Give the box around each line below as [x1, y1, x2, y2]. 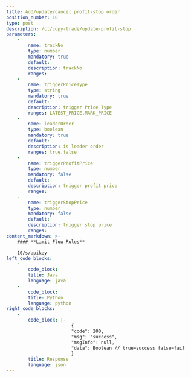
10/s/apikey [17, 250, 47, 256]
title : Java [28, 272, 59, 278]
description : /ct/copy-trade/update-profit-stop [6, 25, 131, 32]
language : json [28, 362, 66, 368]
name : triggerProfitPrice [28, 160, 94, 166]
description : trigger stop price [28, 222, 112, 228]
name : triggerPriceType [28, 82, 88, 88]
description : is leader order [28, 143, 104, 150]
